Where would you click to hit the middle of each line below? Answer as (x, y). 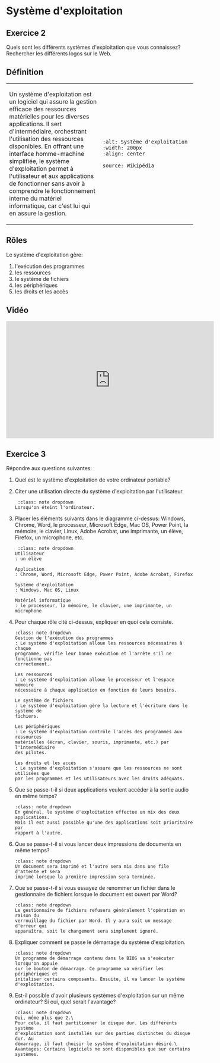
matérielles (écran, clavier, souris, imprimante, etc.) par (92, 742)
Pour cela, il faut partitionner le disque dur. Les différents (96, 1023)
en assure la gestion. (38, 213)
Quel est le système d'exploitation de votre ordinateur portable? (93, 480)
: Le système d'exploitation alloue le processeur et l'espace (95, 680)
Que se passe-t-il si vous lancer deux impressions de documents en (98, 844)
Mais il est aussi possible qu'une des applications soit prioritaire (104, 823)
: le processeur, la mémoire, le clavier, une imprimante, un (93, 606)
